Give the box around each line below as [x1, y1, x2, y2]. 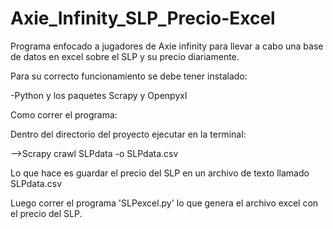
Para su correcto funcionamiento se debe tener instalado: [10, 70, 248, 82]
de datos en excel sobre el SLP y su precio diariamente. [10, 50, 240, 62]
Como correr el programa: [10, 108, 118, 121]
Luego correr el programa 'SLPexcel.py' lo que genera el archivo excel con [10, 197, 319, 209]
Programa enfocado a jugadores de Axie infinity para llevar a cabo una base [10, 40, 324, 52]
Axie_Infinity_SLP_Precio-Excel [10, 7, 276, 30]
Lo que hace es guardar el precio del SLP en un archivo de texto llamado [10, 167, 310, 179]
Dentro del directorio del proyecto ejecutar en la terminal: [10, 128, 247, 140]
